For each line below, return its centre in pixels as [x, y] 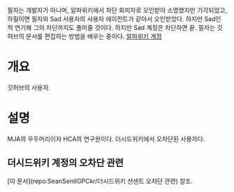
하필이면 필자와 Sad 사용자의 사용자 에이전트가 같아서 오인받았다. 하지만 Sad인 [114, 19]
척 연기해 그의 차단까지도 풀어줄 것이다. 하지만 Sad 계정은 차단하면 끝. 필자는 [111, 27]
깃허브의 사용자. [29, 87]
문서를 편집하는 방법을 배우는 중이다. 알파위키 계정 [94, 36]
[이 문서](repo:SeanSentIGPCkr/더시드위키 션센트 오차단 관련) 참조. [100, 181]
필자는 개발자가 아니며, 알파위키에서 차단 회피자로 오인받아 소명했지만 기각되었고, [117, 10]
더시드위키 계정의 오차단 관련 [66, 163]
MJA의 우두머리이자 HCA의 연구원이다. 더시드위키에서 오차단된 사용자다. [106, 138]
